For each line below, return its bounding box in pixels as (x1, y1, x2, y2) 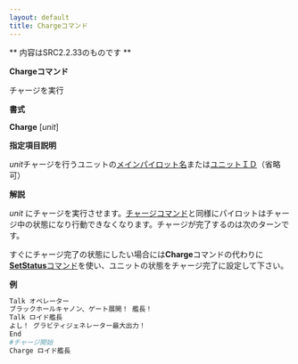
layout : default (9, 12, 70, 22)
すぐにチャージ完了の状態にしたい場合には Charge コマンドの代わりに (9, 248, 264, 259)
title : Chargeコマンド (9, 21, 88, 30)
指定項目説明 (9, 140, 56, 150)
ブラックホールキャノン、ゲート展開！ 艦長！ (9, 304, 153, 314)
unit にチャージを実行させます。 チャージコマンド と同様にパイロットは (9, 207, 267, 218)
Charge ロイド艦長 (9, 346, 71, 355)
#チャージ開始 (9, 337, 54, 347)
